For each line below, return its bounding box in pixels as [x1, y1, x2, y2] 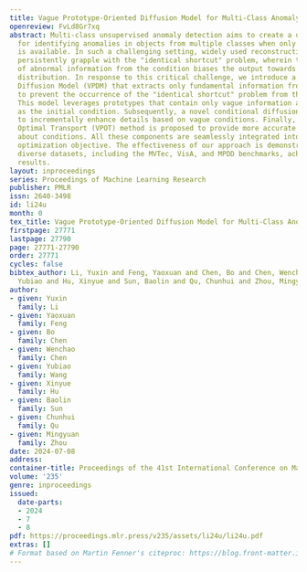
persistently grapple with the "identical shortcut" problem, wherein [17, 56, 292, 65]
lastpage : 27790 [9, 234, 71, 243]
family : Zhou [17, 438, 68, 448]
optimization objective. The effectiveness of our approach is [17, 141, 263, 150]
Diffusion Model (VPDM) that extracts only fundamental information [17, 81, 284, 90]
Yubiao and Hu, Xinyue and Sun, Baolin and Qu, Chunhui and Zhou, [17, 277, 276, 286]
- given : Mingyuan [9, 429, 79, 439]
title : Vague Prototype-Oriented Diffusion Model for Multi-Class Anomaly [9, 13, 301, 23]
